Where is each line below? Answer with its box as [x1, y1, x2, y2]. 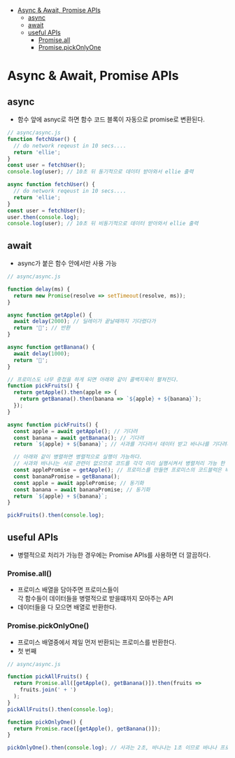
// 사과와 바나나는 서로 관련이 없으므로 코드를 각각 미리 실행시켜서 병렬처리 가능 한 [13, 460, 225, 467]
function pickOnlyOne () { [7, 719, 83, 726]
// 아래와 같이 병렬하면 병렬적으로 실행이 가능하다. [13, 453, 143, 460]
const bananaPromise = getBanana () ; [13, 473, 120, 480]
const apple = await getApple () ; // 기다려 [13, 427, 138, 434]
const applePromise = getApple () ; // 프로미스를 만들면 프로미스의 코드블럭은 [13, 467, 222, 474]
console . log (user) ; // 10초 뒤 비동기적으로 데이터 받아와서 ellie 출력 [7, 220, 199, 227]
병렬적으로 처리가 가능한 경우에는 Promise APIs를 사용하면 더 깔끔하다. [17, 551, 211, 559]
